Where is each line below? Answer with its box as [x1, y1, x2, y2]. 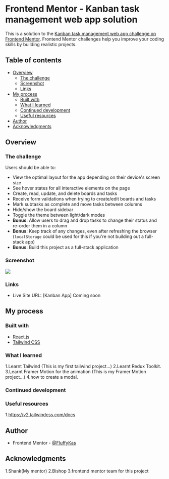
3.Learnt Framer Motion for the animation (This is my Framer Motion [5, 369, 146, 375]
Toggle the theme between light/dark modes [12, 212, 105, 218]
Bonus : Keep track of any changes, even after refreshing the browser [12, 228, 157, 234]
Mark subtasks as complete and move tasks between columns [12, 201, 142, 208]
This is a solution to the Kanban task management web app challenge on [5, 30, 156, 36]
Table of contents [5, 56, 62, 65]
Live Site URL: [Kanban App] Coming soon [12, 292, 101, 299]
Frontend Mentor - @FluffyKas [12, 440, 77, 446]
